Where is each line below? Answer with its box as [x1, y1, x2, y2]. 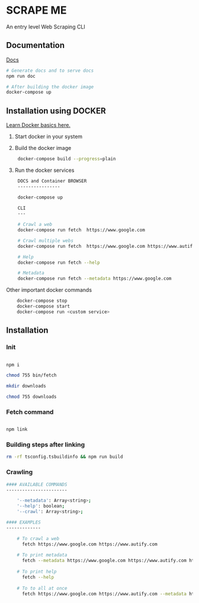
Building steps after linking [6, 441, 85, 449]
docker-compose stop [17, 298, 68, 304]
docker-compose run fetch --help [17, 259, 100, 266]
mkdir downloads [6, 383, 46, 389]
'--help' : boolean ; [17, 503, 65, 509]
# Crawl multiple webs [17, 238, 74, 244]
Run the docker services [14, 167, 75, 174]
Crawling [6, 468, 33, 476]
